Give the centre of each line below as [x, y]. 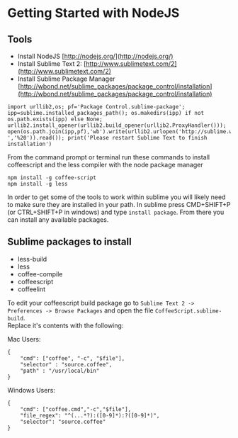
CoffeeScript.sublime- [188, 311]
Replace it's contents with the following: [66, 325]
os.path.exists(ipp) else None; [55, 119]
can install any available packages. [58, 220]
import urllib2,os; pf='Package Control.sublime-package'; [96, 107]
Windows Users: [31, 390]
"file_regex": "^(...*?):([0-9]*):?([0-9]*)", [90, 415]
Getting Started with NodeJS [93, 13]
